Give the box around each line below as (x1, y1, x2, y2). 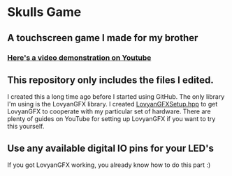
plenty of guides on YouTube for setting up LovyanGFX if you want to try (7, 115, 216, 123)
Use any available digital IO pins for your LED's (7, 142, 215, 154)
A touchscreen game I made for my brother (7, 32, 198, 44)
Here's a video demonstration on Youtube (7, 53, 152, 63)
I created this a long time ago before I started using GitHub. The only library (7, 93, 225, 101)
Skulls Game (7, 4, 82, 20)
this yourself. (7, 122, 45, 131)
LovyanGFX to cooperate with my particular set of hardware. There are (7, 107, 211, 115)
